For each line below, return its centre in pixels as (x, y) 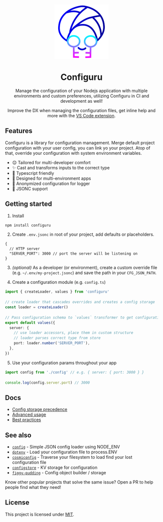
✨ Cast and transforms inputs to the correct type (61, 168)
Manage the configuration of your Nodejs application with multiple (81, 91)
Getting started (29, 204)
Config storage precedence (40, 410)
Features (19, 131)
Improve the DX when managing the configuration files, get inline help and (81, 110)
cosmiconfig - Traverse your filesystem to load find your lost (72, 457)
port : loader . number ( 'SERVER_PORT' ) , (52, 343)
